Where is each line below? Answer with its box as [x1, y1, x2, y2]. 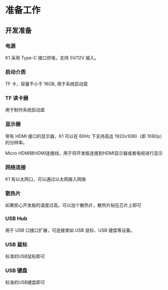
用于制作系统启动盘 [5, 107, 45, 113]
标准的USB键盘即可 [5, 279, 45, 285]
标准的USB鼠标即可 [5, 253, 45, 259]
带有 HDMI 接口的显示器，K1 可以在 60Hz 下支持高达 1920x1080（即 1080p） [5, 133, 162, 139]
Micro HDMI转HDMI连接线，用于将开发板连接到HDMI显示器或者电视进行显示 [5, 150, 163, 156]
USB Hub [5, 215, 28, 222]
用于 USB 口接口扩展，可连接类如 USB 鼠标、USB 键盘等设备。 [5, 227, 135, 233]
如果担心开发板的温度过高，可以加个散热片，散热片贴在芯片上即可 [5, 202, 141, 208]
